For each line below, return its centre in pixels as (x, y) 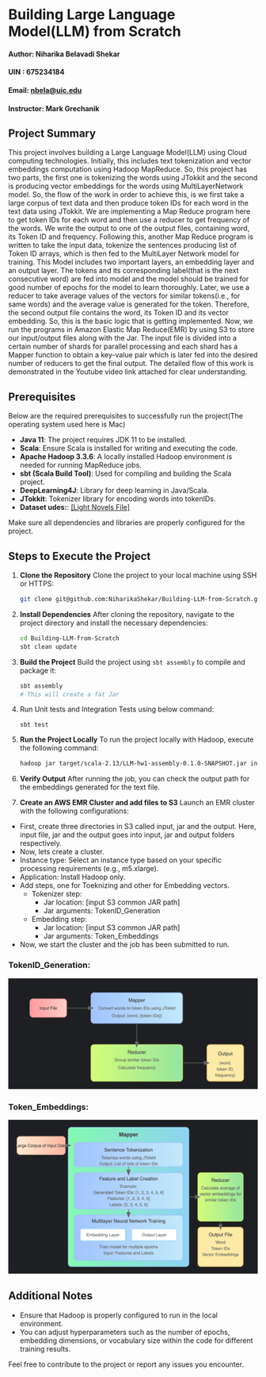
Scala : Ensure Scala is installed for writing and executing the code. (129, 448)
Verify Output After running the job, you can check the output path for (135, 779)
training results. (45, 1348)
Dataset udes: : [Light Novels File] (75, 507)
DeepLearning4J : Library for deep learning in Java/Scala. (114, 491)
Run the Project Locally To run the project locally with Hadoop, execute (137, 739)
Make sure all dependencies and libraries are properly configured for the (127, 523)
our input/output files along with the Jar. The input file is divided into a (123, 338)
